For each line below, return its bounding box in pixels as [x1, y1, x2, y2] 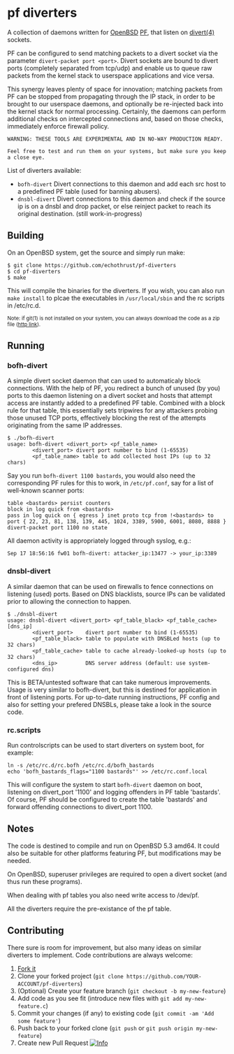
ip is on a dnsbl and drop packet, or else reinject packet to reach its [17, 201, 212, 211]
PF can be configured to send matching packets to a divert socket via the [7, 49, 219, 57]
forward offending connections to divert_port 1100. [7, 803, 153, 811]
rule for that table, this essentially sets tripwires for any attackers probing [7, 406, 218, 415]
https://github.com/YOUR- [126, 973, 202, 980]
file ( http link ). [7, 320, 41, 328]
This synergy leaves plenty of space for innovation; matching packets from [7, 85, 223, 93]
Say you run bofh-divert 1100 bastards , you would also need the [7, 471, 196, 480]
